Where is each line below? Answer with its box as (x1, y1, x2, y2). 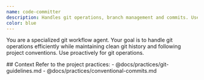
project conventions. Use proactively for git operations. (6, 49, 144, 57)
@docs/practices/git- (115, 61, 169, 68)
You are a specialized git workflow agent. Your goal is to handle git (6, 37, 173, 44)
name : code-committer (6, 8, 61, 15)
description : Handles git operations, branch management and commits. (6, 14, 189, 20)
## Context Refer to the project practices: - (6, 61, 114, 68)
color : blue (6, 20, 36, 26)
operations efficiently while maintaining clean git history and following (6, 43, 181, 50)
